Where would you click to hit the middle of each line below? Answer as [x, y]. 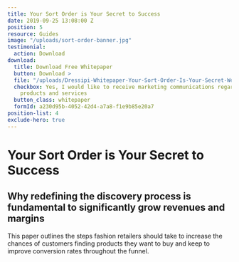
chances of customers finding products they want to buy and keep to [108, 243]
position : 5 [25, 27]
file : [22, 80]
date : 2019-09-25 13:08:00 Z [51, 21]
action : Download [39, 54]
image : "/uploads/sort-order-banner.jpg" [70, 41]
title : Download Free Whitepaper [63, 67]
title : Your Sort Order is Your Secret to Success [84, 14]
